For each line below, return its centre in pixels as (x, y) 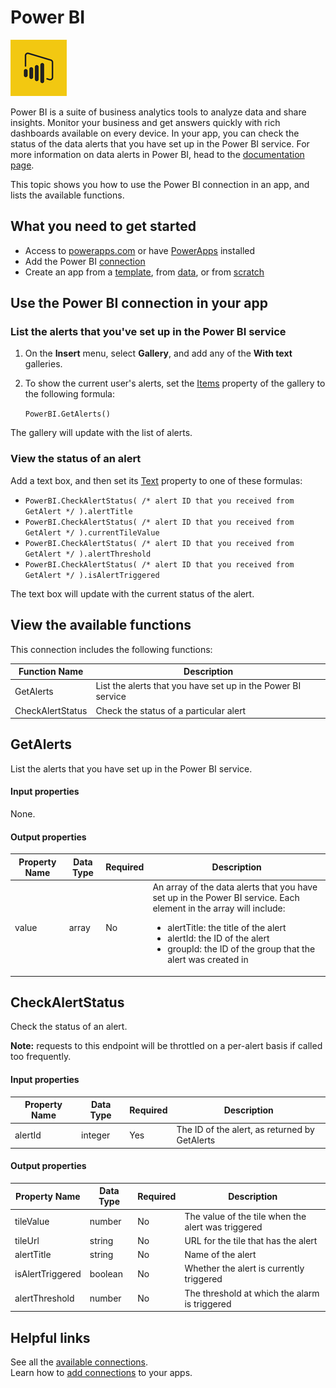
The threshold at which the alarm (252, 1293)
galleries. (43, 364)
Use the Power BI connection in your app (139, 303)
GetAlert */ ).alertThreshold (88, 554)
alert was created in (208, 960)
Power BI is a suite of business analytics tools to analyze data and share (158, 112)
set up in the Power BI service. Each (226, 898)
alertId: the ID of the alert (218, 938)
